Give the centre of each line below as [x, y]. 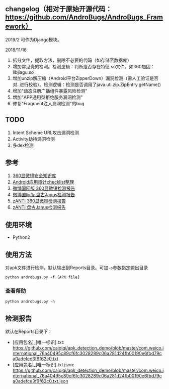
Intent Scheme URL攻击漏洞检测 [46, 133]
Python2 [21, 237]
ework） [19, 27]
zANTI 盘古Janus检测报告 [39, 207]
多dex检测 [23, 145]
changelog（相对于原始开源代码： [59, 9]
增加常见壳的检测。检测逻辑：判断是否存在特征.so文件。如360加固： [83, 66]
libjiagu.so [23, 72]
